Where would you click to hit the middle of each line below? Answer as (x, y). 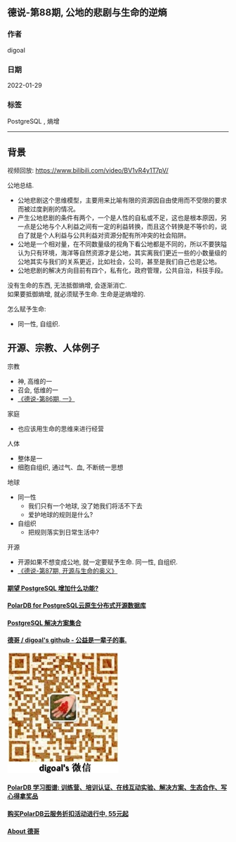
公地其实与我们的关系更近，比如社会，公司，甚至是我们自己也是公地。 (119, 262)
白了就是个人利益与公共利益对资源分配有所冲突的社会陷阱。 (104, 235)
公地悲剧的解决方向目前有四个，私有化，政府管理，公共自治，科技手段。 (122, 270)
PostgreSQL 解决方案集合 (45, 622)
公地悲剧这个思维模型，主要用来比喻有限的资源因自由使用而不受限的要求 (122, 200)
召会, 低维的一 (38, 390)
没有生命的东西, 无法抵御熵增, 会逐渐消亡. (67, 286)
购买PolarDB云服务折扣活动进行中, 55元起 (68, 814)
